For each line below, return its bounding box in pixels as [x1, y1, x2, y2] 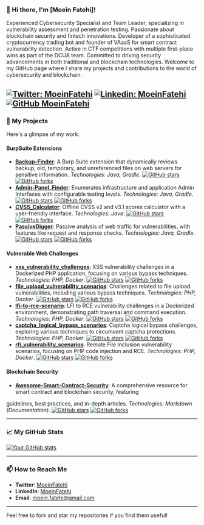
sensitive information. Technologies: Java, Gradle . [15, 171, 141, 179]
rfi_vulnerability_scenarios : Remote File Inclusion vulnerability [15, 341, 172, 348]
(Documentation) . [6, 406, 50, 413]
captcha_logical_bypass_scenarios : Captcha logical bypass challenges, [15, 321, 198, 329]
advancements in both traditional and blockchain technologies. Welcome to [6, 58, 195, 66]
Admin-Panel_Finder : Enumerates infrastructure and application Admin [15, 184, 194, 191]
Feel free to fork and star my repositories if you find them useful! [6, 512, 168, 519]
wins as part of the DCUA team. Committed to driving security [6, 52, 161, 59]
